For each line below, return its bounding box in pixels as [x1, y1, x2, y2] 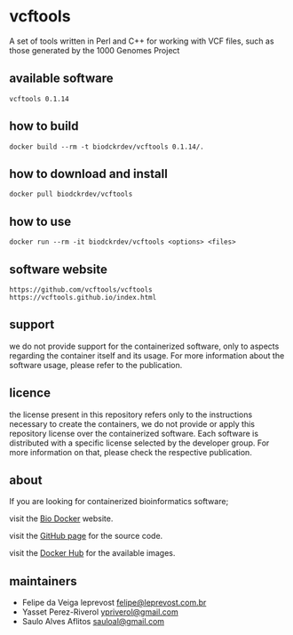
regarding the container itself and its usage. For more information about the [9, 350, 285, 361]
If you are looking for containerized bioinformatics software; [9, 496, 229, 507]
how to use [9, 213, 72, 229]
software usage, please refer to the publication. [9, 359, 183, 370]
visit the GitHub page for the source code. [9, 531, 163, 542]
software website [9, 261, 108, 277]
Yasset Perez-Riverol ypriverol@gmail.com [21, 607, 179, 617]
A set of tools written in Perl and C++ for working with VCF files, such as [9, 36, 274, 46]
